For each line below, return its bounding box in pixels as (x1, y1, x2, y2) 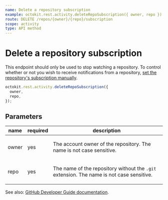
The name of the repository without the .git (52, 165, 156, 172)
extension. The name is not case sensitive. (52, 171, 152, 178)
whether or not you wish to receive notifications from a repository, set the (5, 70, 157, 76)
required (27, 127, 48, 134)
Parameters (5, 112, 42, 121)
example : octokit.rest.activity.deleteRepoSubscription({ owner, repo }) (5, 12, 162, 17)
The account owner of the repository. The (52, 141, 151, 148)
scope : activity (5, 21, 39, 27)
